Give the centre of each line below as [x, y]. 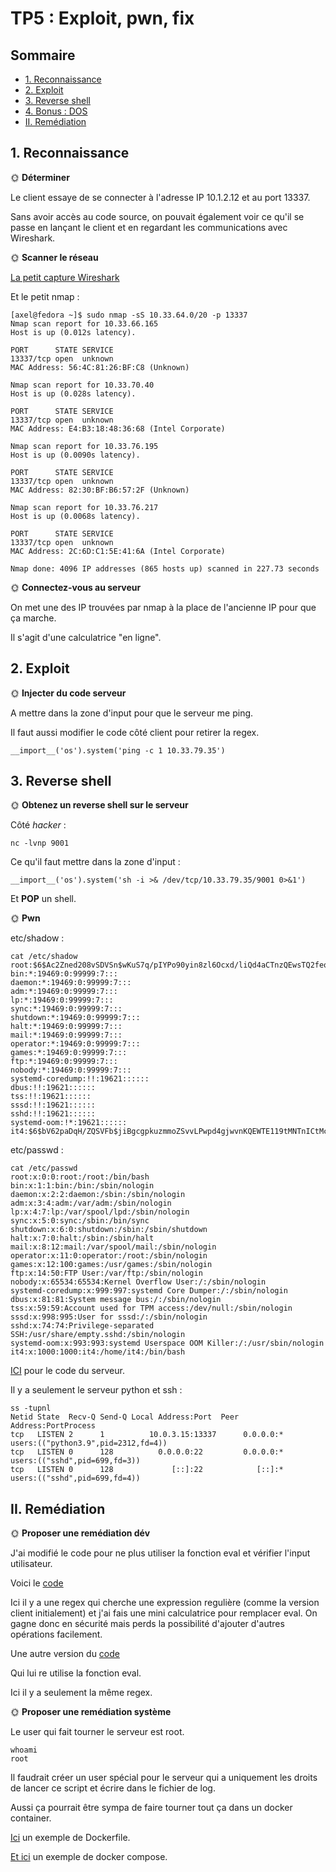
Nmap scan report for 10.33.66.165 [84, 323]
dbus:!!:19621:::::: [53, 1088]
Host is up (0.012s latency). [73, 332]
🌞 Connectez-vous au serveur [76, 587]
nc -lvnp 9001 [40, 843]
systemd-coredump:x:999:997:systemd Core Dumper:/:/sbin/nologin [149, 1291]
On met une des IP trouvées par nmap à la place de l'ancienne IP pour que [163, 607]
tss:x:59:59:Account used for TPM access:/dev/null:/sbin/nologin [151, 1308]
